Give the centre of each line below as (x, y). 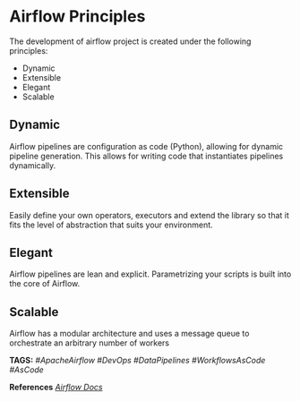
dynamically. (33, 165)
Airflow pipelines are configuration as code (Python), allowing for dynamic (146, 146)
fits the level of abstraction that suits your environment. (111, 225)
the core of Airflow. (45, 284)
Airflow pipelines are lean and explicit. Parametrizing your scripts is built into (150, 274)
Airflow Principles (77, 17)
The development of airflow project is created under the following (130, 41)
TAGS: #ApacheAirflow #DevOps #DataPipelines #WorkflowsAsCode (137, 361)
